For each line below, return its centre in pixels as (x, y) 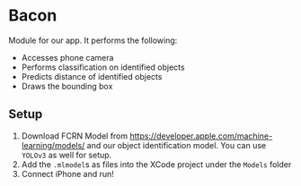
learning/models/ (53, 145)
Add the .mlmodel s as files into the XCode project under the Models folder (156, 164)
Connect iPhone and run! (67, 173)
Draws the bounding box (67, 86)
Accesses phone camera (67, 57)
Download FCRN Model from (75, 136)
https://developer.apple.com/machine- (201, 136)
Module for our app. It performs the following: (93, 40)
